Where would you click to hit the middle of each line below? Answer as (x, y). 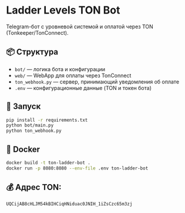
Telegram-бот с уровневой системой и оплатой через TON (80, 26)
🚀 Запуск (23, 106)
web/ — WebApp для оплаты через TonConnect (73, 75)
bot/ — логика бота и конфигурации (60, 69)
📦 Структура (32, 52)
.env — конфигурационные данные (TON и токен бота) (83, 88)
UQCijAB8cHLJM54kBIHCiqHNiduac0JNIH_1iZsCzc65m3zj (69, 204)
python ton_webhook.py (34, 131)
